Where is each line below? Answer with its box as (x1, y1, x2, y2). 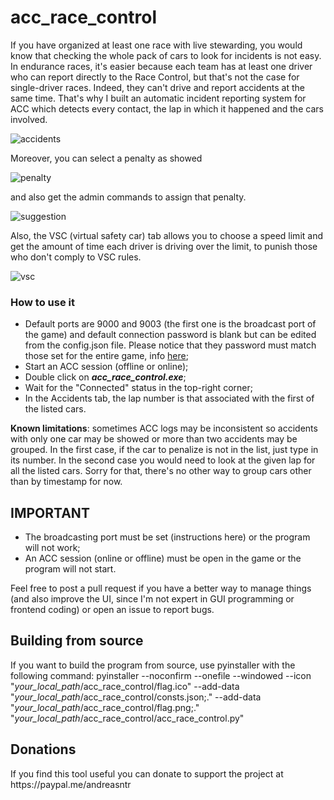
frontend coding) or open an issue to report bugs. (10, 604, 215, 616)
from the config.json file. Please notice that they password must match (24, 339, 317, 351)
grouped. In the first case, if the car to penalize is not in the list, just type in (10, 444, 319, 456)
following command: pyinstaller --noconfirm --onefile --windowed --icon (10, 669, 312, 681)
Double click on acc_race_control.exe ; (24, 371, 187, 383)
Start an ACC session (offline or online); (24, 361, 189, 373)
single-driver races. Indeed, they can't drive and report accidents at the (10, 81, 305, 93)
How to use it (10, 295, 75, 309)
